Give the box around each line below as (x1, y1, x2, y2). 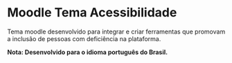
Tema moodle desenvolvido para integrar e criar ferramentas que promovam (7, 27, 226, 36)
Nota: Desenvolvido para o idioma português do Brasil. (7, 48, 168, 56)
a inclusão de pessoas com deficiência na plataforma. (7, 34, 161, 42)
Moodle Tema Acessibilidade (7, 5, 177, 21)
